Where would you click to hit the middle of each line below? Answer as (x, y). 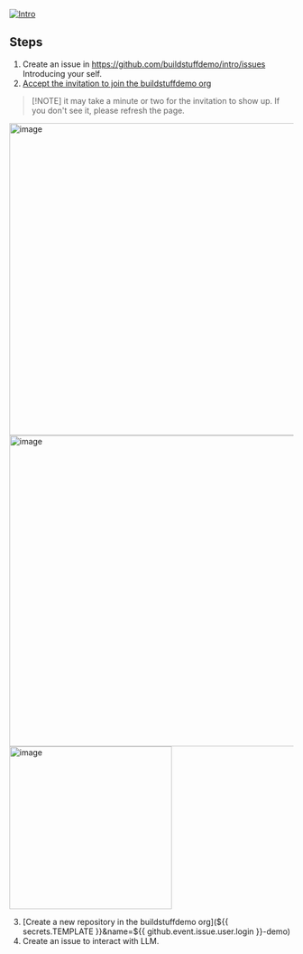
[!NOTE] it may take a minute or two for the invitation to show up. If (156, 100)
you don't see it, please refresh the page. (108, 110)
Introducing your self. (62, 73)
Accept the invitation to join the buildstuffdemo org (117, 83)
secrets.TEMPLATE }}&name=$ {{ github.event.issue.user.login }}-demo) (156, 931)
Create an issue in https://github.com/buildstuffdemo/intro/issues (144, 64)
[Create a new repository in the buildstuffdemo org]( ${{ (125, 921)
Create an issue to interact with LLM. (91, 940)
